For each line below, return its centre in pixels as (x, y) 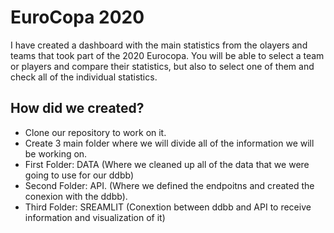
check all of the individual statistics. (84, 77)
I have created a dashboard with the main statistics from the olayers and (159, 45)
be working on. (56, 153)
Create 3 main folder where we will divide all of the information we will (169, 143)
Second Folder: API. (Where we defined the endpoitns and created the (169, 185)
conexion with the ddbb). (76, 196)
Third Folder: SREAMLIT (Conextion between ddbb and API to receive (168, 207)
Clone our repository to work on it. (95, 132)
